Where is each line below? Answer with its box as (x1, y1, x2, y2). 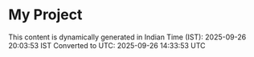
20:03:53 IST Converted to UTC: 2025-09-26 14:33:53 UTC (8, 40, 207, 50)
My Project (8, 6, 83, 24)
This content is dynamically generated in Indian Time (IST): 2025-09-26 (8, 32, 247, 42)
